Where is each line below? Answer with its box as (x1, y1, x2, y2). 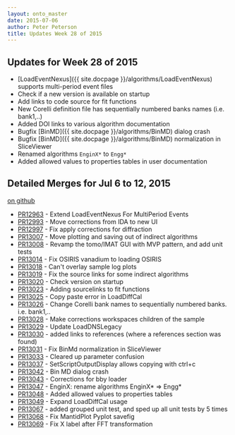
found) (17, 337, 37, 345)
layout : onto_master (7, 10, 68, 18)
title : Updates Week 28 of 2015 (7, 30, 102, 37)
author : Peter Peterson (7, 23, 78, 30)
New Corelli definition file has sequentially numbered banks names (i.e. (17, 105, 224, 114)
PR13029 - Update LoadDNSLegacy (17, 322, 122, 331)
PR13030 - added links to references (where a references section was (17, 329, 222, 338)
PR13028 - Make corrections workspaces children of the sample (17, 314, 205, 323)
